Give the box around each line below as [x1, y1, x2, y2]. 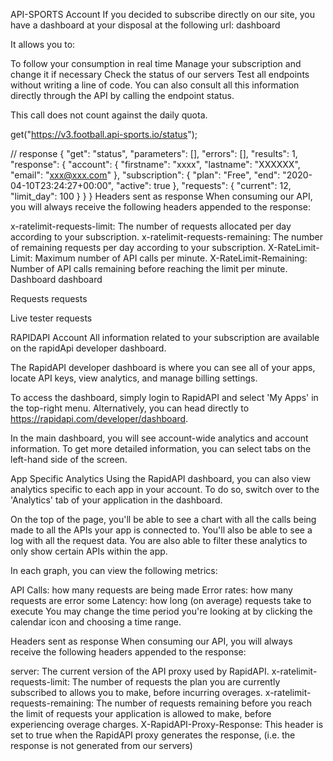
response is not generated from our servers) [10, 740, 193, 751]
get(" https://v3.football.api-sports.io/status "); [10, 129, 198, 140]
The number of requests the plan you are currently [71, 676, 281, 688]
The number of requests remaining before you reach [96, 697, 313, 709]
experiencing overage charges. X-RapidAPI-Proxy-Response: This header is [10, 719, 324, 730]
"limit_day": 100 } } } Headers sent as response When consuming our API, [10, 190, 313, 202]
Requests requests [10, 293, 88, 304]
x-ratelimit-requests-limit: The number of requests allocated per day [10, 220, 292, 232]
